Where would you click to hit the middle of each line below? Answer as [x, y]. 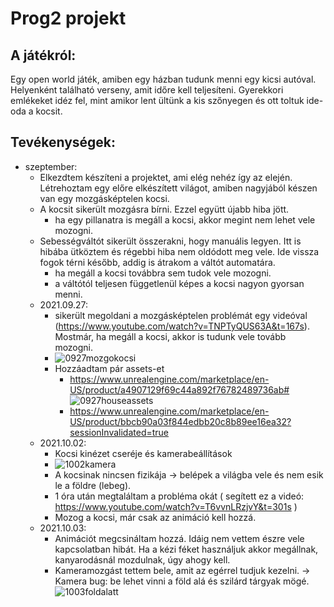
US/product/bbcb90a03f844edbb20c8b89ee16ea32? [180, 421]
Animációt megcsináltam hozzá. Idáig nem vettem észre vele [179, 538]
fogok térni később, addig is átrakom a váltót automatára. [157, 262]
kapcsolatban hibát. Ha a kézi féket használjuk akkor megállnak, [186, 549]
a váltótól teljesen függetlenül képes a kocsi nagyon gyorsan [179, 283]
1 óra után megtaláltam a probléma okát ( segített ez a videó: [179, 496]
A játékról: [43, 55]
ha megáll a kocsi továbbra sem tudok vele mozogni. [163, 273]
